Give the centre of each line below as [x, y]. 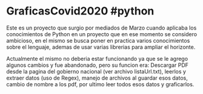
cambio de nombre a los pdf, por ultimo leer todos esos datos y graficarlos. [100, 84]
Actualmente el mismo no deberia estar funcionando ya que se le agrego [97, 58]
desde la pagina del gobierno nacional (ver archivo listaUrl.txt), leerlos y [96, 71]
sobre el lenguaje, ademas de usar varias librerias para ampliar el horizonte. [101, 47]
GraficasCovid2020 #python [80, 11]
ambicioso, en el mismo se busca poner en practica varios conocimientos [98, 40]
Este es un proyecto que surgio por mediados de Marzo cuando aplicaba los [101, 28]
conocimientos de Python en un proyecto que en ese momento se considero [102, 34]
